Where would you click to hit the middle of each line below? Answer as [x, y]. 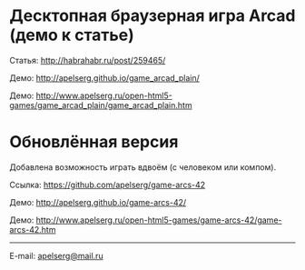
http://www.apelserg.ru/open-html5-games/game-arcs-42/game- [159, 220]
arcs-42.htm [33, 229]
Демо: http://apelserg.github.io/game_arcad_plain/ [104, 77]
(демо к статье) [72, 35]
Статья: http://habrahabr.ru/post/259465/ [88, 60]
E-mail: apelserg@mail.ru [56, 255]
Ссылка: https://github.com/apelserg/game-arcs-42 [108, 185]
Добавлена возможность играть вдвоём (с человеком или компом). [143, 167]
